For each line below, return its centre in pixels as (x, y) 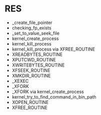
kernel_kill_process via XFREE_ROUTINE (53, 49)
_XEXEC (20, 81)
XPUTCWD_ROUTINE (34, 59)
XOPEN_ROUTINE (30, 102)
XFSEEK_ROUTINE (31, 70)
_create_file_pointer (32, 22)
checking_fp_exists (31, 27)
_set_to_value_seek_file (35, 33)
